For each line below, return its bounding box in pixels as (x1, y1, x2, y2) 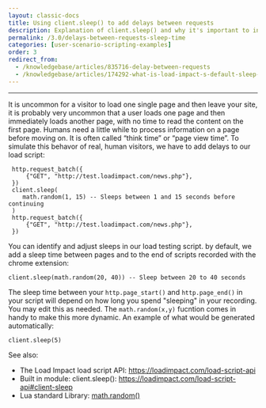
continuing (8, 199, 44, 208)
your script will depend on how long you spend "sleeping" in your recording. (8, 296, 257, 305)
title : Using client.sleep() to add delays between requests (8, 19, 215, 27)
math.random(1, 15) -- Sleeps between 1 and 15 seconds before (22, 193, 236, 201)
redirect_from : (8, 56, 59, 64)
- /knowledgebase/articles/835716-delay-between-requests (15, 63, 211, 71)
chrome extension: (8, 258, 70, 267)
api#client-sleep (19, 382, 74, 391)
